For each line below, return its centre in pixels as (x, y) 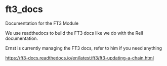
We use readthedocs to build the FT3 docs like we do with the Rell (74, 33)
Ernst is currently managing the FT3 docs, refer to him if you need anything (83, 48)
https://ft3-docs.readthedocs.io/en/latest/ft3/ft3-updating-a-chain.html (80, 58)
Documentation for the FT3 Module (42, 23)
